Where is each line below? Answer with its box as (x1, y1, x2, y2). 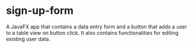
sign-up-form (6, 4, 74, 17)
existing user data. (6, 35, 51, 42)
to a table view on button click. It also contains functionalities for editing (6, 29, 179, 36)
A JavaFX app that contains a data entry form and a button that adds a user (6, 23, 188, 30)
